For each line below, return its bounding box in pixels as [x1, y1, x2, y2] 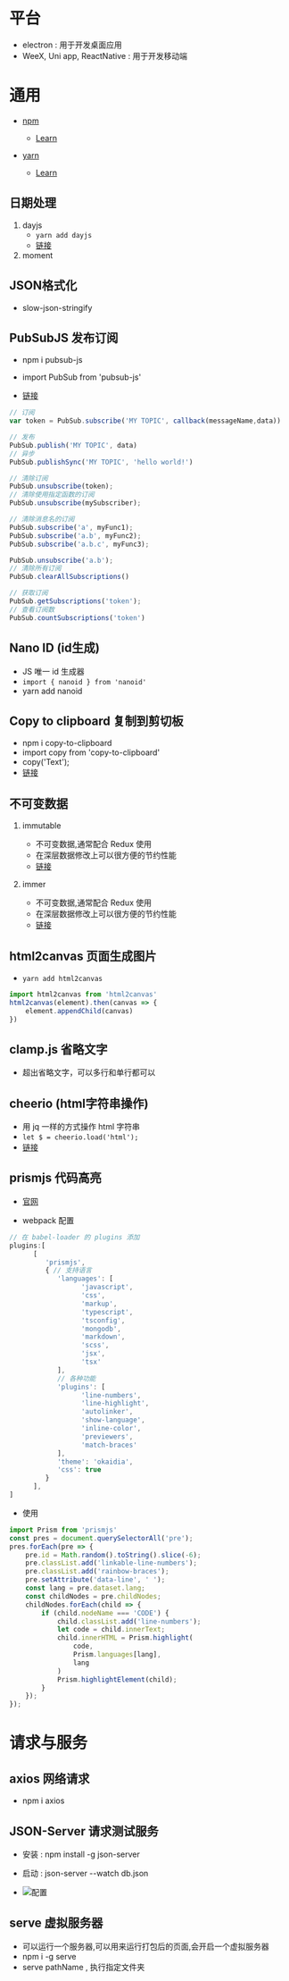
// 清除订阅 [9, 474, 49, 483]
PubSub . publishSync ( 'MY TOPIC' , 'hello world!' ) [9, 457, 194, 466]
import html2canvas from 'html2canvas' [9, 989, 158, 999]
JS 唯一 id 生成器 [21, 666, 85, 676]
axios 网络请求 [9, 1771, 90, 1786]
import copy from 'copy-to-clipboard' [21, 747, 161, 758]
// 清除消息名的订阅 [9, 515, 75, 524]
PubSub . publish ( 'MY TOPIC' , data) [9, 441, 138, 449]
